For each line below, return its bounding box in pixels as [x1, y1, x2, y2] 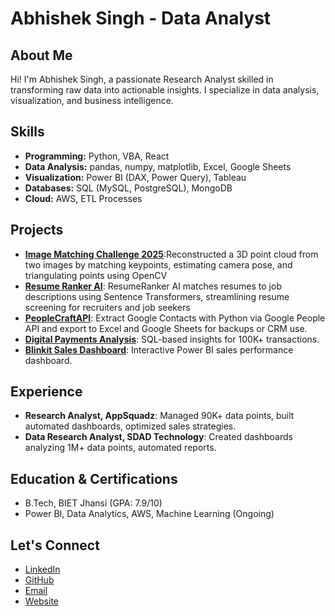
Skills [10, 123, 45, 141]
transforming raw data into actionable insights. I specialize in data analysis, [10, 84, 320, 96]
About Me [10, 47, 73, 64]
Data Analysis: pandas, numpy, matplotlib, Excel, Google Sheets [24, 160, 292, 172]
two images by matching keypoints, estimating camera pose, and [24, 258, 293, 271]
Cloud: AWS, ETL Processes [24, 192, 143, 204]
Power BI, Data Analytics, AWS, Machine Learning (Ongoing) [24, 508, 275, 520]
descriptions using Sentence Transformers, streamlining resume [24, 290, 290, 302]
